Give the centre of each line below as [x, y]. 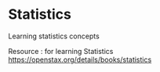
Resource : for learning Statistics [61, 51]
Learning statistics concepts [54, 36]
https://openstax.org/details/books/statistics [80, 59]
